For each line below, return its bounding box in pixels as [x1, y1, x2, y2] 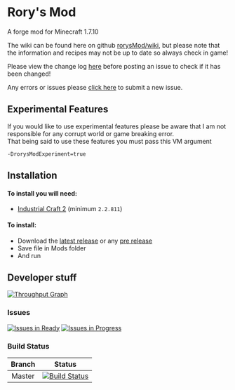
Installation [7, 170, 58, 182]
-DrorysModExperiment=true [7, 150, 86, 158]
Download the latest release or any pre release [17, 236, 153, 245]
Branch [11, 359, 36, 369]
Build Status [7, 341, 50, 351]
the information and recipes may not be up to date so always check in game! [7, 48, 229, 57]
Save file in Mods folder [17, 243, 86, 253]
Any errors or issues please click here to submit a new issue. [7, 83, 183, 91]
